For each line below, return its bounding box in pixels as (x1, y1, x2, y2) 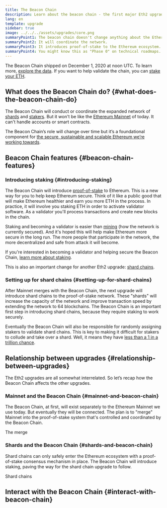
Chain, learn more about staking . (5, 254, 72, 260)
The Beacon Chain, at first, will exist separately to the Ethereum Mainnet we (5, 404, 161, 410)
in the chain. (5, 214, 31, 220)
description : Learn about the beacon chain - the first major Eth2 (5, 12, 148, 17)
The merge (5, 429, 28, 435)
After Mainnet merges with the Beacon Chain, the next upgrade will (5, 288, 143, 294)
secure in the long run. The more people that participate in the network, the (5, 234, 160, 240)
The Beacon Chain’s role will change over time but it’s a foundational (5, 129, 145, 135)
